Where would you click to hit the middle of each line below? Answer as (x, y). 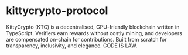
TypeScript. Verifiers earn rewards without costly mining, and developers (94, 33)
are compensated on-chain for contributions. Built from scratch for (86, 39)
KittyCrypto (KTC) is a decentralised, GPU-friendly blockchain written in (93, 27)
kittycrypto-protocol (57, 11)
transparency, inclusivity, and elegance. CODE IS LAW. (72, 46)
